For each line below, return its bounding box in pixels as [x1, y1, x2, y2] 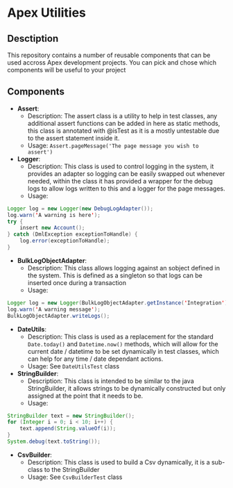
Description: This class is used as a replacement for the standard [27, 332, 214, 341]
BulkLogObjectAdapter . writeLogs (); [7, 312, 110, 319]
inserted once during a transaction [27, 278, 127, 286]
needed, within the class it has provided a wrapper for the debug [27, 177, 213, 185]
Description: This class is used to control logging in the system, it [27, 162, 214, 170]
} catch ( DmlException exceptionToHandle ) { [7, 231, 138, 238]
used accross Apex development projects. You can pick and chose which [7, 58, 217, 67]
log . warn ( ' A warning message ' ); [7, 306, 101, 313]
